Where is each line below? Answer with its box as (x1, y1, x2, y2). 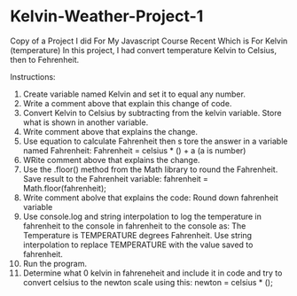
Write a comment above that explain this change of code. (22, 97, 232, 108)
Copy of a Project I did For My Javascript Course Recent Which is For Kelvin (10, 35, 288, 46)
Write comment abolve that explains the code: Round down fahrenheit (22, 192, 278, 203)
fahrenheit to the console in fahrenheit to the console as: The (22, 220, 246, 231)
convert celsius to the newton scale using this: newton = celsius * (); (22, 277, 273, 287)
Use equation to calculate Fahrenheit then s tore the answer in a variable (22, 136, 288, 146)
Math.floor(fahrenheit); (22, 183, 107, 193)
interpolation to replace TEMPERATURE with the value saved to (22, 239, 254, 250)
